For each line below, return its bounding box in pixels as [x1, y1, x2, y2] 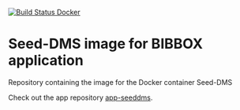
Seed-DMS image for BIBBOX [8, 35, 204, 53]
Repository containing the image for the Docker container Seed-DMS [8, 77, 233, 86]
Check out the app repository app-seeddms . [8, 93, 153, 102]
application [8, 52, 84, 70]
